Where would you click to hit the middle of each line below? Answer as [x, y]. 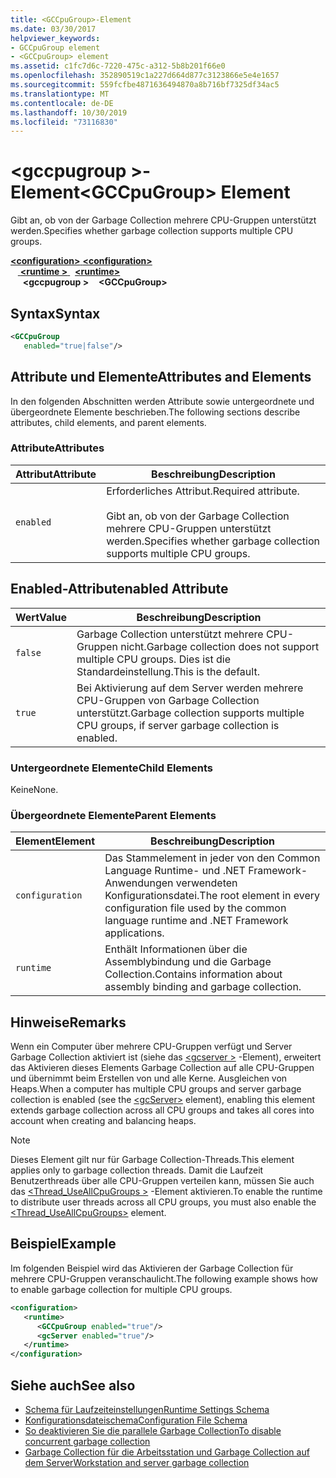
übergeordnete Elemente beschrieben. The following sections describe [155, 412]
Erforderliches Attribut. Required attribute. [203, 491]
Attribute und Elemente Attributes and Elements [161, 377]
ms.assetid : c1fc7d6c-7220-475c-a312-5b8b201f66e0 [118, 66]
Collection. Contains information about [193, 974]
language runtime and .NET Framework [196, 921]
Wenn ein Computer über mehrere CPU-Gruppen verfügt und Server [151, 1047]
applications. [134, 933]
